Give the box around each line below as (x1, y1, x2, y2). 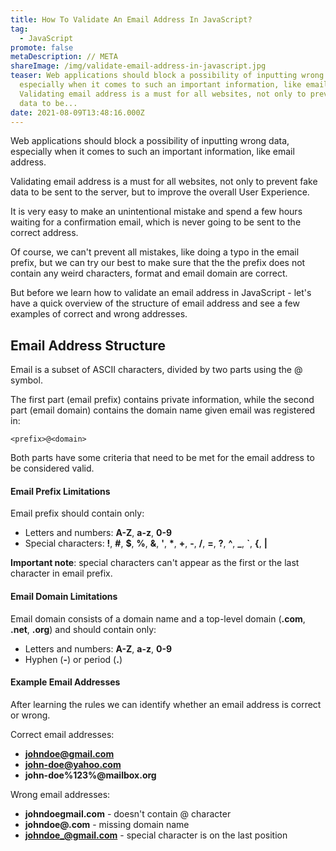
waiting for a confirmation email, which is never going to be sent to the (10, 216, 302, 228)
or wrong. (10, 709, 51, 721)
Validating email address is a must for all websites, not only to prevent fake (10, 176, 318, 188)
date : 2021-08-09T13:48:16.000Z (10, 107, 145, 118)
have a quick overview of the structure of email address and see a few (10, 297, 300, 310)
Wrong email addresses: (10, 788, 111, 800)
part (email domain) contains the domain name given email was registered (10, 404, 316, 416)
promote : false (10, 42, 74, 53)
